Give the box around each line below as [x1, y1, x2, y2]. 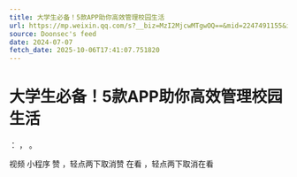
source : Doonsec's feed [9, 29, 97, 38]
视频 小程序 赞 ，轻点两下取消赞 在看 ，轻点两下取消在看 [9, 158, 214, 169]
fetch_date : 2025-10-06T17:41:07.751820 [9, 46, 161, 55]
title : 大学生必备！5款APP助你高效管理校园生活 [9, 12, 165, 22]
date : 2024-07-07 [9, 37, 73, 47]
